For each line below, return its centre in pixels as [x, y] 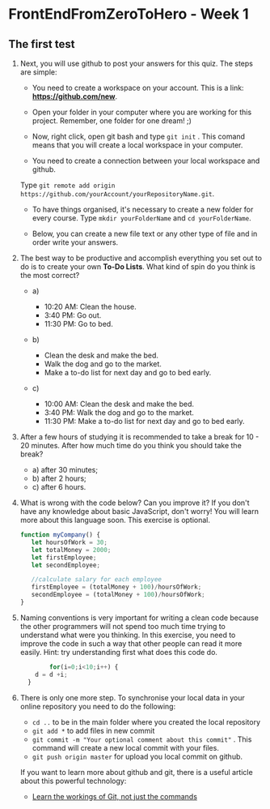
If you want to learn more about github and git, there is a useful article [136, 772]
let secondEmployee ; [66, 565]
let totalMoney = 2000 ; [71, 550]
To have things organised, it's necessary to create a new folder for [143, 209]
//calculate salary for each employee [96, 580]
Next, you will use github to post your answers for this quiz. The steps [136, 63]
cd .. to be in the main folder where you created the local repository [146, 721]
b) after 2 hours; [59, 478]
